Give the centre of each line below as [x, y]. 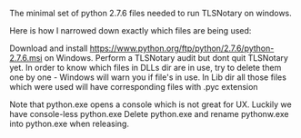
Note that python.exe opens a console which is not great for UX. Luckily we [151, 104]
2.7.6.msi [26, 58]
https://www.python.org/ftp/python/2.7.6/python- [182, 48]
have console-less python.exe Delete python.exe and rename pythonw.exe [149, 114]
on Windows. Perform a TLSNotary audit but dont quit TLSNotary [166, 58]
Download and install [49, 48]
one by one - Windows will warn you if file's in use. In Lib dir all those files [148, 77]
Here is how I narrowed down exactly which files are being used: [130, 30]
